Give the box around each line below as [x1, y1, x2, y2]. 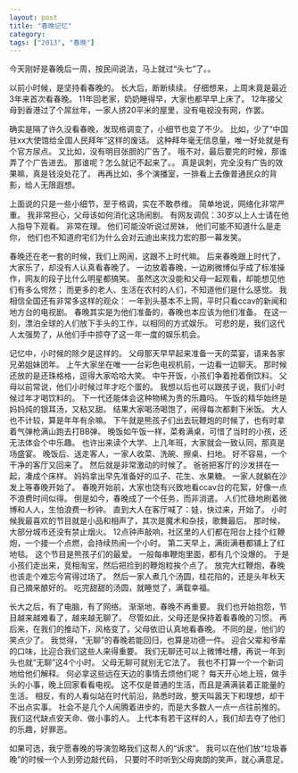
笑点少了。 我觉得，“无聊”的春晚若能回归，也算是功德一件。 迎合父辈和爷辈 [9, 635, 287, 645]
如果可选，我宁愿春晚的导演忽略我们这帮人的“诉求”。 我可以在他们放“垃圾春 [9, 743, 288, 754]
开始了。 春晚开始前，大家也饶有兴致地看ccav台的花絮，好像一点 [47, 482, 287, 493]
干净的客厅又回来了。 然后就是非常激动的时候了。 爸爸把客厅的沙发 [9, 460, 256, 470]
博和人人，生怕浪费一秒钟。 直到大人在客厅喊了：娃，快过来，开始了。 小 [9, 504, 279, 515]
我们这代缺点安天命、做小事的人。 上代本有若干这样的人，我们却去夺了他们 [9, 713, 286, 724]
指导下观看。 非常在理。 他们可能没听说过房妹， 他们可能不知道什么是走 [16, 220, 282, 232]
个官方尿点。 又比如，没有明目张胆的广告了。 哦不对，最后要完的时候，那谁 [9, 146, 287, 157]
